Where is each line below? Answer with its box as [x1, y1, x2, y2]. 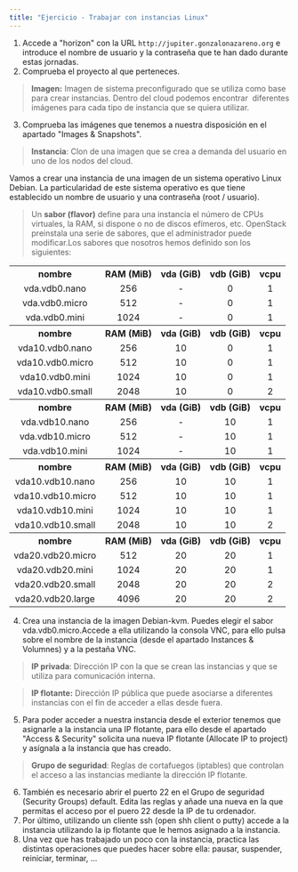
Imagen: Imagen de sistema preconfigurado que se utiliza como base [30, 83, 286, 93]
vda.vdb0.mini [25, 311, 85, 323]
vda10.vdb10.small [14, 518, 96, 530]
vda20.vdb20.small [14, 577, 96, 590]
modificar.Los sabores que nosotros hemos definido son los [30, 237, 252, 247]
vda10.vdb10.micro [13, 489, 97, 502]
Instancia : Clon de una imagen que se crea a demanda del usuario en [30, 146, 287, 157]
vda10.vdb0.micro [16, 356, 94, 368]
